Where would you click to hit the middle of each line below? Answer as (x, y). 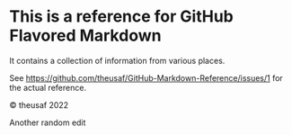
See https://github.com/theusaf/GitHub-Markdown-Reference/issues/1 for (146, 77)
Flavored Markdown (85, 36)
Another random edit (48, 122)
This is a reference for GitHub (121, 17)
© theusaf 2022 (39, 104)
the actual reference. (48, 87)
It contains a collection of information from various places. (117, 60)
